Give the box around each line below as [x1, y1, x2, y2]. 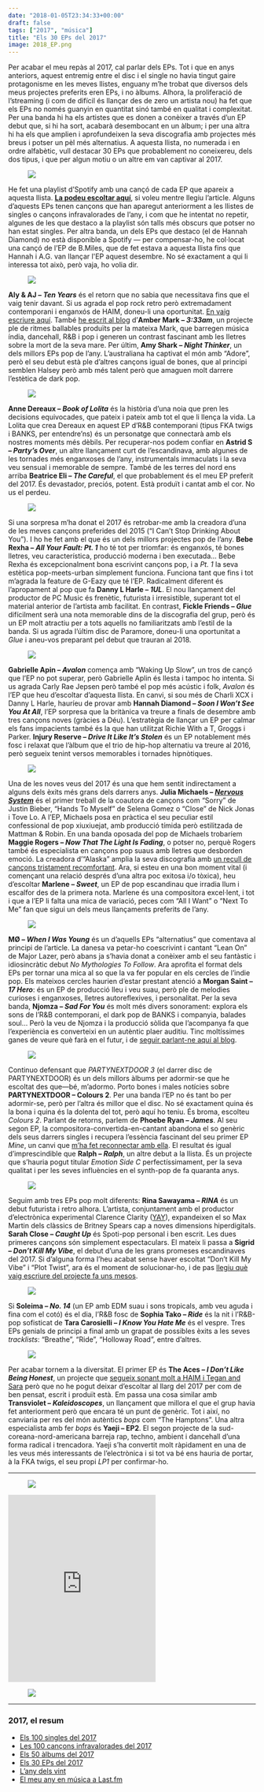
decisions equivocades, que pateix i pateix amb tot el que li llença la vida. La [8, 412, 255, 422]
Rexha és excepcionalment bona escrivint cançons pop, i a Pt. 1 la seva [8, 560, 238, 569]
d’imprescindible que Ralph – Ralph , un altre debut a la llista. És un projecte [8, 1149, 253, 1159]
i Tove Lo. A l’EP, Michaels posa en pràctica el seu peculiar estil [8, 813, 214, 822]
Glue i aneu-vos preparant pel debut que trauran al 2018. [8, 635, 192, 645]
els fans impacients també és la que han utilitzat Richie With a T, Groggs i [8, 724, 246, 733]
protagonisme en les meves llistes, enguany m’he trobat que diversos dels [8, 80, 248, 89]
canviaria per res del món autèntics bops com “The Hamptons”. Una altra [8, 1415, 245, 1425]
